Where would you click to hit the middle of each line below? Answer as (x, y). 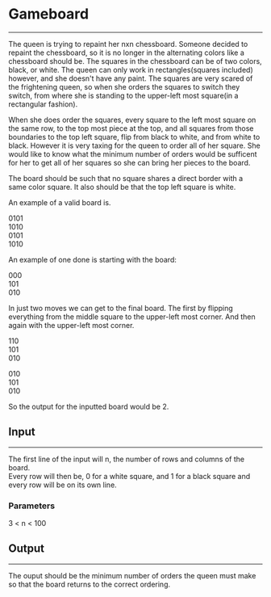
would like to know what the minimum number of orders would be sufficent (133, 153)
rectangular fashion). (43, 104)
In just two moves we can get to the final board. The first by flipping (121, 308)
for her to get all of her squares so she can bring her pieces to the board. (129, 162)
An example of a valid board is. (60, 202)
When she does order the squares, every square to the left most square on (132, 120)
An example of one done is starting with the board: (93, 259)
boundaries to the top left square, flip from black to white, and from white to (134, 137)
